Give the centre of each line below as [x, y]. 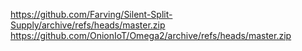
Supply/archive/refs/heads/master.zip [88, 25]
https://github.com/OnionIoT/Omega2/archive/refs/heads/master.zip [151, 35]
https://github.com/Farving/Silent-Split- [91, 14]
